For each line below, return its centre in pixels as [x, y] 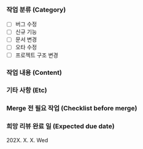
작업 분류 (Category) [36, 9]
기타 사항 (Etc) [27, 90]
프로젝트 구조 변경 [37, 55]
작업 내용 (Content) [34, 72]
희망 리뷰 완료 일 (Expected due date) [60, 126]
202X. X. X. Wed [27, 140]
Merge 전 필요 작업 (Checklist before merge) [72, 109]
